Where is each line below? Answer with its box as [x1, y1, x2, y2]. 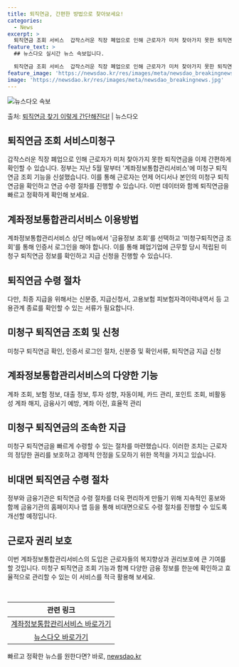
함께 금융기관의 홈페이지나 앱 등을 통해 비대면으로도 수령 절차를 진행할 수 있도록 [7, 503, 228, 512]
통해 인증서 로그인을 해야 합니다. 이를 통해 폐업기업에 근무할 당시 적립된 [22, 243, 220, 252]
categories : [7, 17, 43, 24]
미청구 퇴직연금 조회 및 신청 [7, 326, 119, 338]
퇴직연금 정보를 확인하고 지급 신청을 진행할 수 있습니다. [20, 252, 173, 260]
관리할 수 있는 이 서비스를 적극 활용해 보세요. [31, 573, 155, 581]
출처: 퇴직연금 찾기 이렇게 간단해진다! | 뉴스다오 [7, 112, 139, 120]
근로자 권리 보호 [7, 534, 73, 547]
